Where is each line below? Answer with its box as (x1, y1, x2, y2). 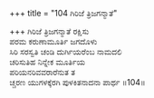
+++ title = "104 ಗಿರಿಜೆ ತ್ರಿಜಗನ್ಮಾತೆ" (9, 8, 118, 18)
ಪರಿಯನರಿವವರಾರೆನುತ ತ (9, 67, 75, 77)
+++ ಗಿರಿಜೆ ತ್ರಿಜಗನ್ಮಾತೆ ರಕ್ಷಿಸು (9, 26, 90, 36)
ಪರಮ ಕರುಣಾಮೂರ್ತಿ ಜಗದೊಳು (9, 36, 98, 46)
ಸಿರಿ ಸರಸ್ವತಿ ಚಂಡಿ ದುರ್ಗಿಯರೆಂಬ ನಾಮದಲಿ (9, 46, 122, 57)
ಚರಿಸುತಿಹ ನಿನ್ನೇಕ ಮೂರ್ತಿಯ (9, 56, 86, 67)
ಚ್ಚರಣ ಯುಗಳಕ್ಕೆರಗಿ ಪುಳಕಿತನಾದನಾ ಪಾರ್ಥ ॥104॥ (9, 77, 146, 87)
